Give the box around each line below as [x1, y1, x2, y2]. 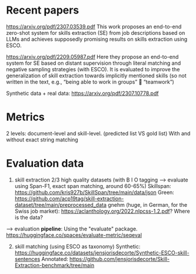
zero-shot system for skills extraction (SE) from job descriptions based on [6, 29, 185, 36]
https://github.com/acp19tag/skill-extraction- [14, 195, 124, 202]
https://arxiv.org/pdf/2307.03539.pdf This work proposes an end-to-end [6, 23, 182, 30]
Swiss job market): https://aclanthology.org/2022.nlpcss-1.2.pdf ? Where [14, 207, 190, 214]
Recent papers [6, 4, 79, 17]
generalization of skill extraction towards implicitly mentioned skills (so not [6, 72, 187, 79]
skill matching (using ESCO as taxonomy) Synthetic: [14, 243, 141, 250]
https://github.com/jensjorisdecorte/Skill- [69, 255, 170, 262]
